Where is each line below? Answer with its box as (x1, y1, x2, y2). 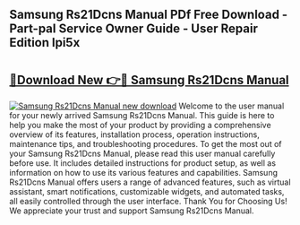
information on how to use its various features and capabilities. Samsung (9, 168, 278, 177)
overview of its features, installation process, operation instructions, (9, 129, 260, 140)
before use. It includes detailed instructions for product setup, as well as (9, 158, 276, 169)
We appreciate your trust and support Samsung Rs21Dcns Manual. (9, 205, 254, 216)
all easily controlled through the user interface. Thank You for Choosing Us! (9, 196, 288, 206)
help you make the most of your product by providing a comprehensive (9, 120, 271, 130)
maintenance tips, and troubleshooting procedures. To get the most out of (9, 139, 282, 149)
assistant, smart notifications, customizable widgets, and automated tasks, (9, 186, 285, 196)
